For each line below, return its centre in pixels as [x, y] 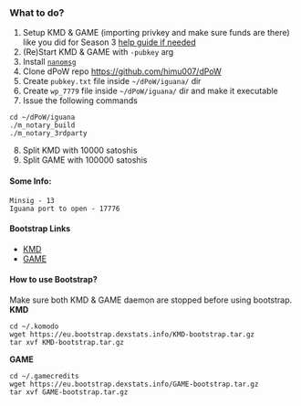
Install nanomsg [49, 62]
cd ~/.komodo [34, 326]
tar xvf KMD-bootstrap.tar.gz [67, 342]
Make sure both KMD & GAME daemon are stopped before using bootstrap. [151, 300]
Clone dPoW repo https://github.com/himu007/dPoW [122, 71]
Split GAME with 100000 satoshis [85, 160]
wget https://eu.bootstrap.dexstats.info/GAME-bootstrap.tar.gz [134, 384]
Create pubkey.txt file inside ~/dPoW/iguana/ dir [112, 81]
